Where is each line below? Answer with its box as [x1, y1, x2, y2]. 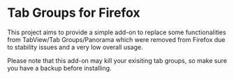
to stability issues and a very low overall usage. [7, 43, 143, 51]
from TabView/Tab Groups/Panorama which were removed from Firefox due [7, 35, 226, 43]
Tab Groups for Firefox [7, 5, 141, 21]
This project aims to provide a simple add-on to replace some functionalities [7, 28, 226, 36]
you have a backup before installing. [7, 64, 112, 72]
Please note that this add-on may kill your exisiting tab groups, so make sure [7, 56, 227, 64]
